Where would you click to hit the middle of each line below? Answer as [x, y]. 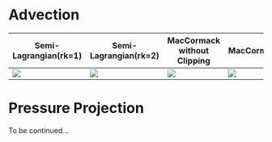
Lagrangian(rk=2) [124, 56]
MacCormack [194, 40]
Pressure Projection [76, 109]
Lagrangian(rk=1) [47, 56]
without [193, 50]
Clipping [193, 61]
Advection [44, 15]
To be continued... [38, 130]
